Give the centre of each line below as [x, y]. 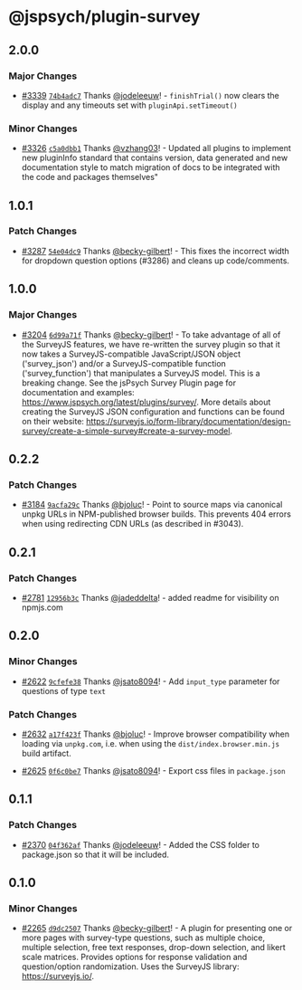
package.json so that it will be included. [95, 854]
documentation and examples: [78, 392]
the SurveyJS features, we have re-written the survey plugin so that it [151, 344]
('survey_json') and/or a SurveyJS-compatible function [124, 363]
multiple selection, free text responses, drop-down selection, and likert [153, 947]
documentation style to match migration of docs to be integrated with [151, 167]
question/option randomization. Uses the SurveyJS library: [130, 966]
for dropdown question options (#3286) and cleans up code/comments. [156, 261]
